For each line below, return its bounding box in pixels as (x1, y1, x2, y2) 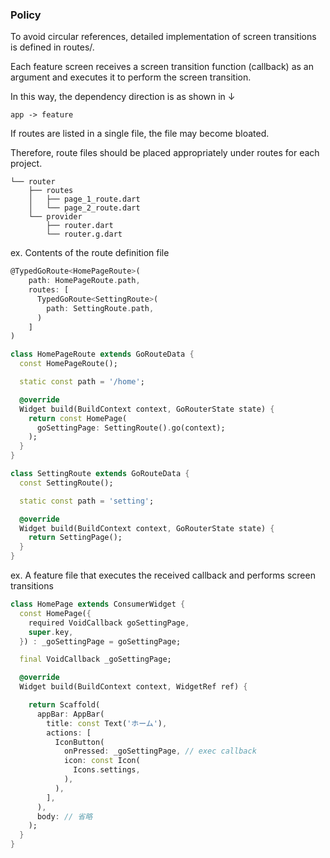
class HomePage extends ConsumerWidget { (10, 599, 186, 610)
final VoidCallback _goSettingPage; (19, 654, 172, 665)
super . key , (28, 627, 74, 637)
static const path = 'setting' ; (19, 496, 155, 506)
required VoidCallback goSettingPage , (28, 618, 190, 628)
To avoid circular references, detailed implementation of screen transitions (10, 31, 317, 43)
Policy (10, 8, 42, 22)
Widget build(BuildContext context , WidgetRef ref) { (19, 682, 248, 692)
